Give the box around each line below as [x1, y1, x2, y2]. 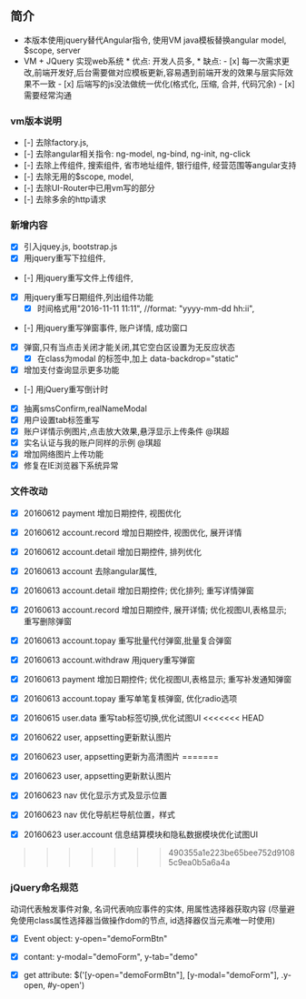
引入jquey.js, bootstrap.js [23, 241, 118, 252]
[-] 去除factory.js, [23, 137, 89, 148]
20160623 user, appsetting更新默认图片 [23, 771, 173, 782]
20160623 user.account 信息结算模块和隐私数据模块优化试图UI [23, 829, 258, 840]
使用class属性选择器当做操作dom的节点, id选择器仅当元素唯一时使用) [17, 914, 276, 925]
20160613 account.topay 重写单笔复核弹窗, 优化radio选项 [23, 693, 238, 704]
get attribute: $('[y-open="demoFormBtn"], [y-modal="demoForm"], [23, 970, 280, 980]
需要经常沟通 [23, 89, 72, 100]
